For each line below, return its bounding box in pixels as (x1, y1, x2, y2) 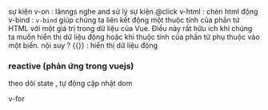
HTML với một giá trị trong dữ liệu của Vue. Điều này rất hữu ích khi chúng (8, 24, 253, 33)
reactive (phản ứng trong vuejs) (8, 60, 134, 71)
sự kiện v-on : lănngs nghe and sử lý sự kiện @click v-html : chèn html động (8, 7, 258, 16)
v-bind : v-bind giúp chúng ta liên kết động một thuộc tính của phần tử (8, 15, 240, 25)
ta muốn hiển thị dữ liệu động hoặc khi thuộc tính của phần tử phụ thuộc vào (8, 32, 260, 41)
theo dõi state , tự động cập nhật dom (8, 79, 133, 88)
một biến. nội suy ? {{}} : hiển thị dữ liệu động (8, 41, 158, 50)
